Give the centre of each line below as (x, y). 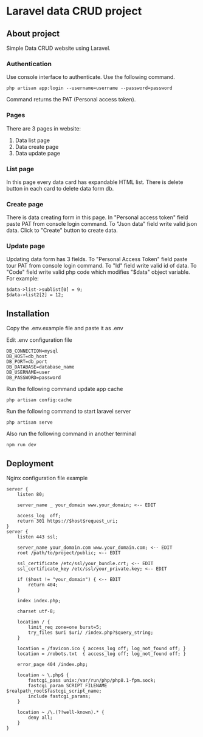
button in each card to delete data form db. (60, 188)
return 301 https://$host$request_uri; (68, 521)
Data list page (33, 140)
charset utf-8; (36, 611)
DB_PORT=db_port (27, 362)
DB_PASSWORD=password (34, 378)
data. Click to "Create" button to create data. (62, 230)
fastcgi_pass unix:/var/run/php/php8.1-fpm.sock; (92, 681)
